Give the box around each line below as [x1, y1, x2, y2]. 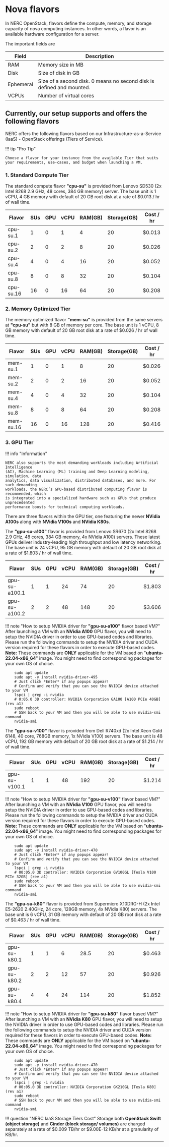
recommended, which [5, 491, 46, 496]
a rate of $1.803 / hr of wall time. [5, 550, 73, 556]
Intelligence [5, 465, 33, 470]
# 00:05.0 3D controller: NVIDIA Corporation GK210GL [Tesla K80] [14, 1084, 156, 1089]
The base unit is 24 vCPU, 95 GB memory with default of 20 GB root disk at [5, 544, 161, 550]
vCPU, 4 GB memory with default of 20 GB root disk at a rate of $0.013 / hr [5, 194, 160, 200]
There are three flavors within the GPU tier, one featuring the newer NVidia [5, 513, 160, 519]
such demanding [5, 482, 37, 487]
